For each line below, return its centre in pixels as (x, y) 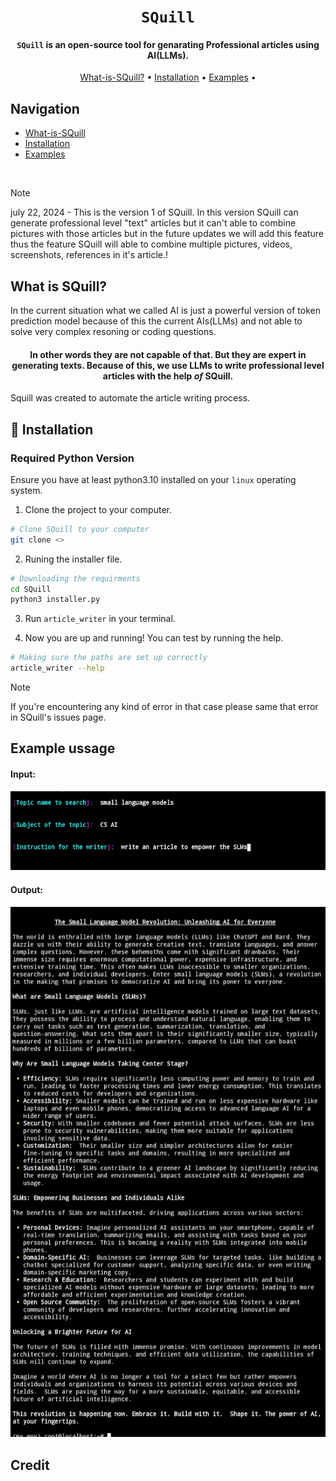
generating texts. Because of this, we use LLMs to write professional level (168, 365)
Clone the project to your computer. (98, 509)
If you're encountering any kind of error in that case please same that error (164, 707)
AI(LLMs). (168, 55)
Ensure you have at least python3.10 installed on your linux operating (153, 479)
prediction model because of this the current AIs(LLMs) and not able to (156, 321)
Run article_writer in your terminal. (100, 619)
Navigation (45, 108)
